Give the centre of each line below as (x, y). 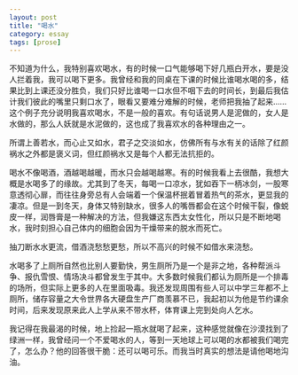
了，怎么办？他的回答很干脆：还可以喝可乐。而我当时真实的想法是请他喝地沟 (149, 351)
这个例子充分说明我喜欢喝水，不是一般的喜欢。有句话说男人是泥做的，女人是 (149, 113)
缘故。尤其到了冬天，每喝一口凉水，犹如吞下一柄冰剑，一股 (172, 184)
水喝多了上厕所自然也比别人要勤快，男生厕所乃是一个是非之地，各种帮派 (141, 266)
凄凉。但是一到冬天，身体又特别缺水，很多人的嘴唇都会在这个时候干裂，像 (145, 206)
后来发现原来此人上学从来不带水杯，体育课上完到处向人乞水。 (145, 310)
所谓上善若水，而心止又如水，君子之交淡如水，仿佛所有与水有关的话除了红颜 (149, 143)
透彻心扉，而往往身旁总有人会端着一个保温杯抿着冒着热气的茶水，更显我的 (153, 195)
